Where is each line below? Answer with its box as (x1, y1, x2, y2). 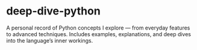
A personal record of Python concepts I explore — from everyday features (6, 24, 190, 31)
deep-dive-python (6, 4, 101, 18)
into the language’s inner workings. (6, 37, 93, 44)
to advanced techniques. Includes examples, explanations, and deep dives (6, 30, 192, 37)
